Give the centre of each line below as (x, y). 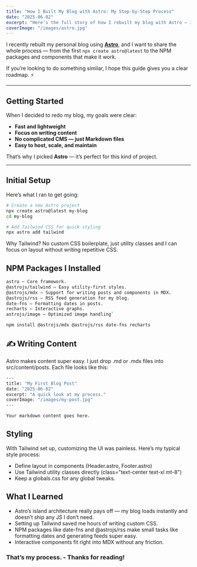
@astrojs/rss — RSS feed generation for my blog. (68, 298)
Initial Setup (28, 180)
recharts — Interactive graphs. (45, 309)
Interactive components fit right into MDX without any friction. (89, 542)
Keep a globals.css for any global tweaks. (65, 478)
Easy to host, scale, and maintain (56, 145)
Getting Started (35, 101)
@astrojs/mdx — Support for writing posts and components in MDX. (89, 293)
